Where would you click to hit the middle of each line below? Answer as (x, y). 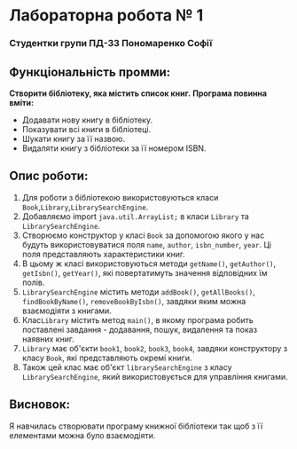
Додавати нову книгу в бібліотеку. (87, 120)
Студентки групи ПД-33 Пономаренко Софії (111, 43)
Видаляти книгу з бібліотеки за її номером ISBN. (114, 148)
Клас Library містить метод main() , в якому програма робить (138, 319)
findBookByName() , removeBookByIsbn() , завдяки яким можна (134, 301)
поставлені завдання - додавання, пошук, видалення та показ (140, 329)
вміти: (21, 102)
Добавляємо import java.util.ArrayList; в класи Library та (136, 216)
